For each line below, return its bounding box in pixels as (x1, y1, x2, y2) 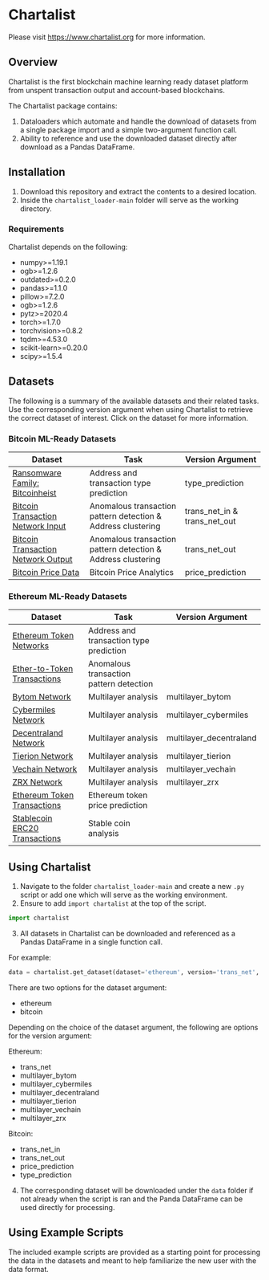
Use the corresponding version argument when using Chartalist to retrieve (8, 404, 254, 414)
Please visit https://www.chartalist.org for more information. (8, 32, 206, 42)
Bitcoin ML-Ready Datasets (8, 433, 117, 444)
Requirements (8, 223, 65, 234)
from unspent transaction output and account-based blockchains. (8, 85, 226, 95)
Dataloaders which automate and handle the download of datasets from (19, 116, 257, 126)
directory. (19, 203, 52, 214)
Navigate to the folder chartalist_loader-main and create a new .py (19, 882, 245, 891)
